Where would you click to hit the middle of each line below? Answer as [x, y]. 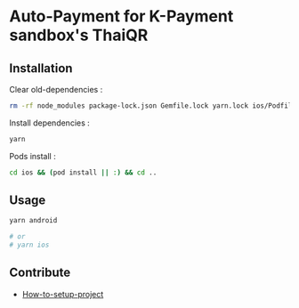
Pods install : [32, 156]
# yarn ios [29, 245]
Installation [41, 68]
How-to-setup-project [63, 294]
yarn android [33, 221]
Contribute [40, 273]
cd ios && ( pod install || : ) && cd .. [83, 172]
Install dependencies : [50, 123]
